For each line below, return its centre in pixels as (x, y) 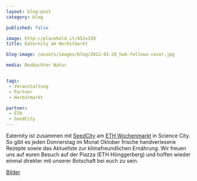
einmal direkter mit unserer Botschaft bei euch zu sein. (72, 161)
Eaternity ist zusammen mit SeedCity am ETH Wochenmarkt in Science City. (98, 136)
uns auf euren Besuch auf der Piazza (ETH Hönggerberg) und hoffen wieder (98, 154)
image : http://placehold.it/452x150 (51, 38)
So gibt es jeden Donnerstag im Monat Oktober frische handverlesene (91, 142)
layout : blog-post (29, 11)
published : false (27, 28)
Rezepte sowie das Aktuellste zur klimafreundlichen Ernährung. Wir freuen (96, 148)
